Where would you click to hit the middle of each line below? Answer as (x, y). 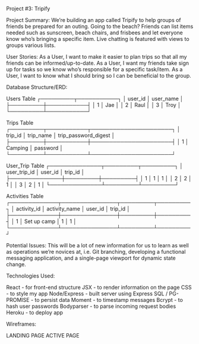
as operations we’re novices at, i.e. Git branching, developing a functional (96, 252)
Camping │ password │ (35, 148)
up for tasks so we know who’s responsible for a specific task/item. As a (94, 69)
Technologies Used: (31, 276)
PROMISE (18, 300)
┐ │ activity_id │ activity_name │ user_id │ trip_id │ (68, 209)
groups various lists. (31, 45)
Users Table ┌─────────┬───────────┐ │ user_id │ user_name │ (95, 98)
